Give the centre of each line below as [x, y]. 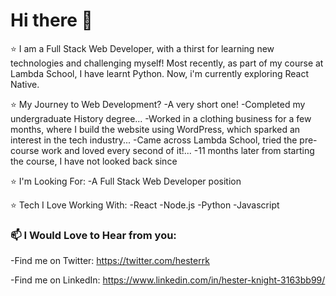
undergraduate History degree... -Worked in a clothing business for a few [161, 118]
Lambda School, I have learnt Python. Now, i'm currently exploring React [159, 73]
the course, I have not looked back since [94, 161]
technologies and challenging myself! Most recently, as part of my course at [167, 63]
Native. [25, 84]
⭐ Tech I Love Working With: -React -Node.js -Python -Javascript [145, 205]
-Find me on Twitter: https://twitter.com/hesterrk [110, 261]
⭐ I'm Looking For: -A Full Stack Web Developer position [126, 181]
